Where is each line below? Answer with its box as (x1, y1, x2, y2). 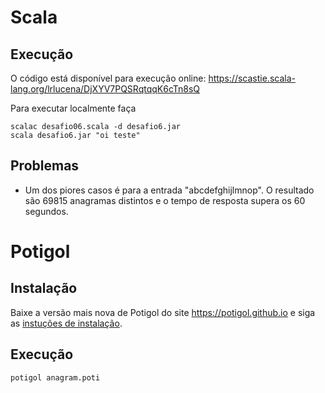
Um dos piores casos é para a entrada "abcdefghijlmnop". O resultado (24, 184, 315, 196)
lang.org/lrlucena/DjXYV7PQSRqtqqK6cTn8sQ (10, 83, 201, 95)
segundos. (24, 205, 69, 217)
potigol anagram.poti (10, 372, 101, 383)
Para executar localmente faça (10, 102, 137, 114)
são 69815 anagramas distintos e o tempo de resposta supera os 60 (24, 194, 306, 206)
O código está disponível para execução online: (10, 72, 207, 84)
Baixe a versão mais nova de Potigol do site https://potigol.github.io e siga (10, 306, 316, 318)
